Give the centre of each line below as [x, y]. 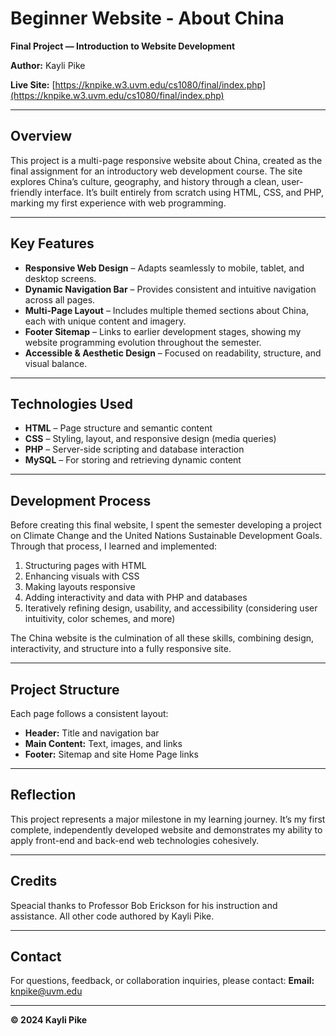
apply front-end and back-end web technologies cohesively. [135, 840]
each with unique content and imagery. [105, 321]
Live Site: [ [33, 84]
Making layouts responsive [80, 587]
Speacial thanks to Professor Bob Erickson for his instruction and [144, 905]
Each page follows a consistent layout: [89, 713]
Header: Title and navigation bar [92, 733]
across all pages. [60, 299]
